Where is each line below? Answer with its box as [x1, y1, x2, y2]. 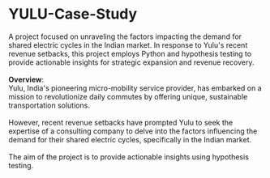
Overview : [8, 74, 45, 84]
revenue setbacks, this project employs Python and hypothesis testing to [8, 49, 252, 58]
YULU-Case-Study [8, 5, 138, 23]
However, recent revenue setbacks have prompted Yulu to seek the [8, 117, 234, 127]
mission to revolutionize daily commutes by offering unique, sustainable [8, 91, 248, 101]
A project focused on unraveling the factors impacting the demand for [8, 32, 242, 41]
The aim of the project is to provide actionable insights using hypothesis [8, 151, 250, 162]
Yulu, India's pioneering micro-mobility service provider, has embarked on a [8, 83, 262, 93]
